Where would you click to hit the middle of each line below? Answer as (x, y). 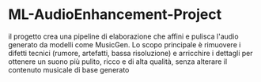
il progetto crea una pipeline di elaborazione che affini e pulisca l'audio (123, 36)
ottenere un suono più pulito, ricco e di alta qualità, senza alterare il (118, 61)
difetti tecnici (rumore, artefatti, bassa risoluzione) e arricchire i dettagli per (130, 53)
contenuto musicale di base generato (69, 69)
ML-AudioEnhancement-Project (115, 15)
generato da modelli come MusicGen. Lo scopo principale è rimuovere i (125, 44)
